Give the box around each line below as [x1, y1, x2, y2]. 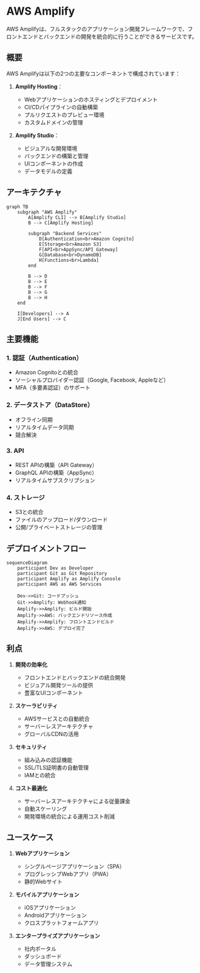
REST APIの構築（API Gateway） [15, 461, 98, 468]
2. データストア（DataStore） [6, 401, 94, 410]
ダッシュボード [24, 952, 62, 960]
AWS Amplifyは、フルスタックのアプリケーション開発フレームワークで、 [6, 25, 188, 32]
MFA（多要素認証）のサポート [15, 384, 91, 391]
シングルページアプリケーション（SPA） [24, 863, 125, 870]
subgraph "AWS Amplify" [17, 209, 78, 215]
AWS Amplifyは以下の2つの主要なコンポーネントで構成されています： [6, 70, 181, 77]
